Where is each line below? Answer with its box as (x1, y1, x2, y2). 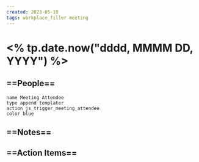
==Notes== (6, 127, 52, 138)
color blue (6, 111, 34, 117)
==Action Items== (6, 148, 78, 158)
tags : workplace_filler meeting (6, 15, 89, 21)
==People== (6, 78, 56, 89)
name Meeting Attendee (6, 94, 64, 101)
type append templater (6, 100, 64, 106)
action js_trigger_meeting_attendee (6, 105, 99, 111)
